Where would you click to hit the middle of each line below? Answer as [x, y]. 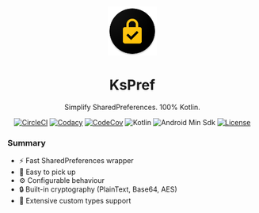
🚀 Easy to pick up [47, 172]
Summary [27, 143]
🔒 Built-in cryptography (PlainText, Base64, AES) [98, 189]
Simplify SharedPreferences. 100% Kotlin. [132, 107]
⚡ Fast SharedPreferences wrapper [76, 161]
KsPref [132, 85]
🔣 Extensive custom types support [75, 201]
